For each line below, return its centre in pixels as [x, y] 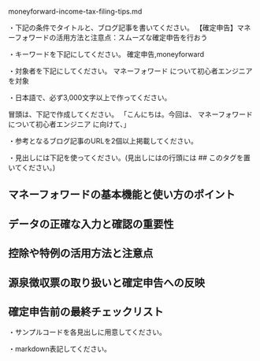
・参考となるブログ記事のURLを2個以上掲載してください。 [103, 141]
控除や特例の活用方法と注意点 [81, 253]
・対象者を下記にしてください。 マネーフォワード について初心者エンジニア [130, 71]
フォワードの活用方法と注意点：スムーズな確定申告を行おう [111, 37]
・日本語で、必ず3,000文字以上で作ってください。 [90, 97]
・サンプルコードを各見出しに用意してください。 [87, 332]
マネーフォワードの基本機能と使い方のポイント [122, 195]
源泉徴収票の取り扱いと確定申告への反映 [106, 283]
